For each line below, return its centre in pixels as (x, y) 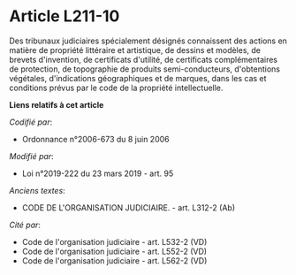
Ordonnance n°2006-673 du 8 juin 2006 (95, 139)
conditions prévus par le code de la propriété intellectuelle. (116, 88)
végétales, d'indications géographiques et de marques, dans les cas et (138, 78)
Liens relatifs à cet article (57, 104)
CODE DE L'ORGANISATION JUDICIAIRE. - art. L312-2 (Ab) (129, 207)
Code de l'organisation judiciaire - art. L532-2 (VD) (114, 241)
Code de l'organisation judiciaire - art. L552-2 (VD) (114, 251)
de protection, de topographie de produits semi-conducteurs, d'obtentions (145, 69)
